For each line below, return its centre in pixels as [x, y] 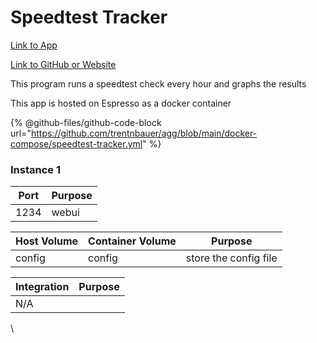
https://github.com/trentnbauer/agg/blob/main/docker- [144, 133]
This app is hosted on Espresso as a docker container [121, 103]
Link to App [34, 45]
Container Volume [132, 241]
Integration [42, 287]
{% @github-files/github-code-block [86, 122]
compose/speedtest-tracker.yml [76, 143]
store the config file [231, 258]
